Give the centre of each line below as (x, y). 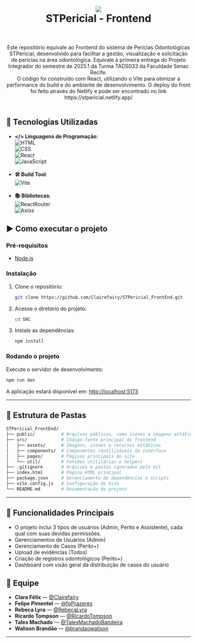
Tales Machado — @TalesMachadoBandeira (69, 622)
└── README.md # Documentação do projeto (67, 489)
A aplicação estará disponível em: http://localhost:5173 (72, 391)
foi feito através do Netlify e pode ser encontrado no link (98, 91)
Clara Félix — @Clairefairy (47, 597)
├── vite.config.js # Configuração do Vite (62, 484)
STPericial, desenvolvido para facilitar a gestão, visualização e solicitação (98, 54)
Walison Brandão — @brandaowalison (61, 629)
